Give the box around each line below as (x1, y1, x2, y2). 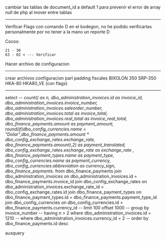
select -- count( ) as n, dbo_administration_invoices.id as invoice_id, (5, 95, 143, 100)
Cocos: (5, 39, 20, 44)
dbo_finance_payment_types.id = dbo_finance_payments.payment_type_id (5, 195, 157, 200)
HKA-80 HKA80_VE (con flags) (5, 80, 68, 86)
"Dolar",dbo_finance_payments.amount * (5, 131, 89, 137)
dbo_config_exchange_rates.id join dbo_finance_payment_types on (5, 189, 142, 195)
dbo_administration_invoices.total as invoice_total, (5, 111, 108, 116)
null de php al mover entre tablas (5, 9, 72, 15)
